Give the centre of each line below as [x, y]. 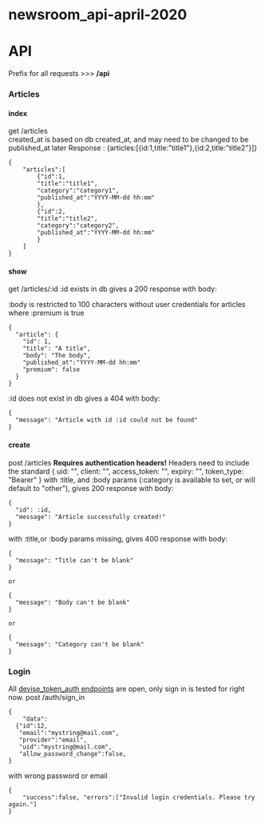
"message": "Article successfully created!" [91, 517]
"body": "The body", [57, 356]
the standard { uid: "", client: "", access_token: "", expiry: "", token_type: [126, 471]
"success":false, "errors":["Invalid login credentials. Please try [139, 797]
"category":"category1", [78, 191]
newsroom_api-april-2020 [98, 15]
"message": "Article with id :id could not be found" [107, 420]
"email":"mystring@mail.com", [69, 733]
